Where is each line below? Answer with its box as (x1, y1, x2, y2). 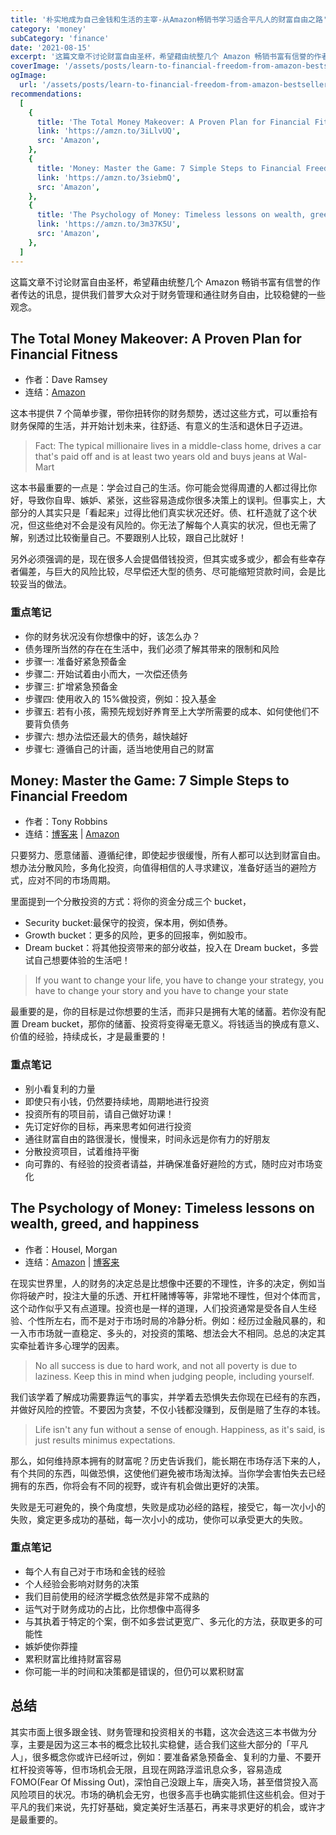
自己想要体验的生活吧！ (33, 954, 131, 966)
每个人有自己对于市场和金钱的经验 (24, 1565, 166, 1577)
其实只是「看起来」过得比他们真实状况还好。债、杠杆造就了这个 (44, 507, 308, 519)
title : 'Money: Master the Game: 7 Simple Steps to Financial (36, 163, 302, 173)
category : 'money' (10, 24, 87, 34)
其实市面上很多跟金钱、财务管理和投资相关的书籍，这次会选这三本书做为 (10, 1726, 308, 1738)
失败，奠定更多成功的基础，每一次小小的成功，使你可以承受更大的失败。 (10, 1513, 308, 1525)
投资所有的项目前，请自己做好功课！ (24, 1107, 175, 1120)
